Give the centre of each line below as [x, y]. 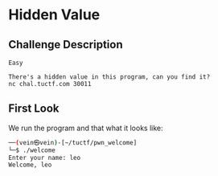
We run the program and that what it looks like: [86, 128]
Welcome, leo [30, 165]
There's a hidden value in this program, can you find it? [109, 77]
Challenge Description [66, 45]
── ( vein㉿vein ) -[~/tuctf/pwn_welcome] [73, 142]
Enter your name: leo [45, 158]
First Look [34, 109]
